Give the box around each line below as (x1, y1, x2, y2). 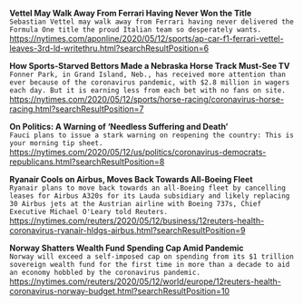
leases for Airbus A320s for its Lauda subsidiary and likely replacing (9, 192, 290, 201)
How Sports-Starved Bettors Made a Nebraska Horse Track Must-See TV (9, 61, 290, 71)
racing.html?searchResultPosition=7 (9, 103, 144, 114)
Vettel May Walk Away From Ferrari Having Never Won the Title (9, 8, 252, 18)
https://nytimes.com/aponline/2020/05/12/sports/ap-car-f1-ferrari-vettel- (9, 34, 284, 44)
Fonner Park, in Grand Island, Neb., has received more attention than (9, 70, 286, 79)
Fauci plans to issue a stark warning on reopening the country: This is (9, 131, 295, 140)
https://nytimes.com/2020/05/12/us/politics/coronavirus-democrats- (9, 147, 267, 157)
